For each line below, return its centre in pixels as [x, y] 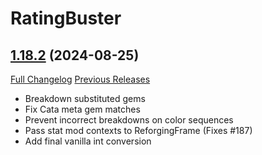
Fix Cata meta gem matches [82, 109]
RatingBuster [66, 18]
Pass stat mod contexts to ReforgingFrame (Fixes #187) [138, 130]
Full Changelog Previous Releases [80, 79]
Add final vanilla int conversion [88, 141]
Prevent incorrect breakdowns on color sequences [129, 120]
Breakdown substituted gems [85, 98]
